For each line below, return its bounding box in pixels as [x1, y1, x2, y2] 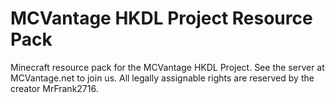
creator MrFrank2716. [10, 82, 99, 94]
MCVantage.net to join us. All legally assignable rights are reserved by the [10, 72, 315, 84]
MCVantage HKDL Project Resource [10, 7, 313, 30]
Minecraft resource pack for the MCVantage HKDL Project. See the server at [10, 61, 325, 73]
